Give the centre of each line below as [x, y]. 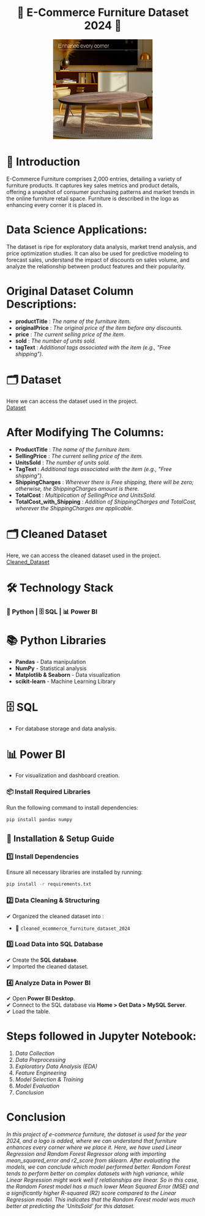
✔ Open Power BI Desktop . [41, 999]
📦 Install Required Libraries [48, 792]
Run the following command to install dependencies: [73, 808]
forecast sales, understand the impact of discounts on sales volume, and [98, 260]
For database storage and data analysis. [66, 728]
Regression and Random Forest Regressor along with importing [86, 1153]
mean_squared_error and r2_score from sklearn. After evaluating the [93, 1160]
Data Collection [35, 1053]
